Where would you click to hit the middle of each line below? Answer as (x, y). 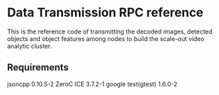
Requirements (38, 67)
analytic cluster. (30, 46)
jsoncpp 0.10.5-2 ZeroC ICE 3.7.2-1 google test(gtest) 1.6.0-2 (92, 84)
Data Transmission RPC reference (105, 13)
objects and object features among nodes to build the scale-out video (106, 38)
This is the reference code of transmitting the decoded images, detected (110, 31)
